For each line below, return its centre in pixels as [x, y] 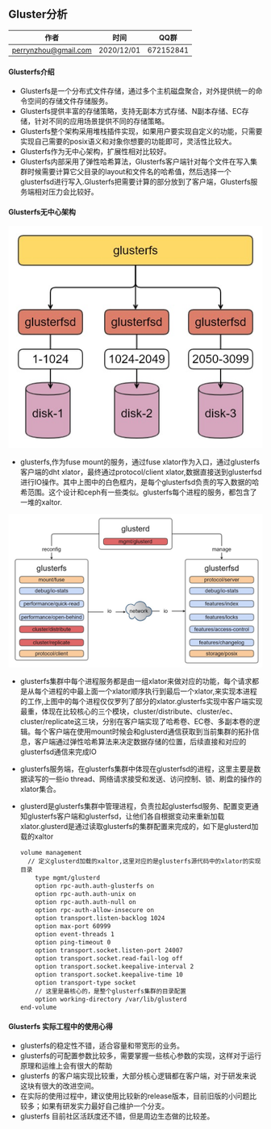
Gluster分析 [38, 15]
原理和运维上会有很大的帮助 [66, 1066]
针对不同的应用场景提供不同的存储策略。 [102, 121]
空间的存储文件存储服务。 [70, 101]
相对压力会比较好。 [66, 192]
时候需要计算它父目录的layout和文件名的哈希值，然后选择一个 [129, 172]
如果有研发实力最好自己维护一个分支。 [105, 1106]
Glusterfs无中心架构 [42, 211]
